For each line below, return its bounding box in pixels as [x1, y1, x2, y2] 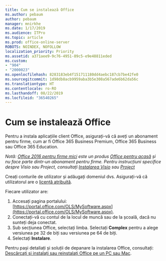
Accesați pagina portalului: [12, 198, 67, 204]
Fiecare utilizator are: [5, 189, 49, 195]
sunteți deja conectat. [12, 220, 57, 226]
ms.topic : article [5, 35, 43, 40]
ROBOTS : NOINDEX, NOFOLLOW [5, 44, 61, 49]
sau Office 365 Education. [5, 144, 58, 150]
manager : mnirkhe [5, 21, 41, 26]
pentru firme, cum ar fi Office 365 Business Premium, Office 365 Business [5, 138, 157, 144]
